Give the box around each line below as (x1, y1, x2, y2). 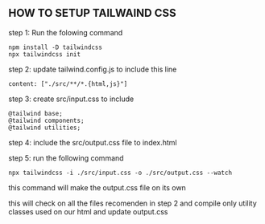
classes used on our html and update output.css (8, 206, 168, 216)
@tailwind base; (8, 109, 63, 117)
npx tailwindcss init (8, 50, 81, 59)
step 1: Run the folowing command (8, 27, 123, 37)
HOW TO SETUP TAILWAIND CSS (8, 6, 176, 20)
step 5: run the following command (8, 153, 124, 163)
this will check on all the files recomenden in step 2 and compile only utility (8, 198, 258, 208)
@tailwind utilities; (8, 124, 81, 132)
